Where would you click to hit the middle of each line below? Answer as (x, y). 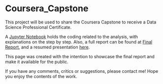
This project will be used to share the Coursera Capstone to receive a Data (81, 22)
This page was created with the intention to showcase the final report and (80, 56)
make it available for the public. (37, 62)
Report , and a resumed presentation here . (48, 47)
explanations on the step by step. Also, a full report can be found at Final (79, 42)
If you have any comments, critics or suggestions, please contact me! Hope (82, 71)
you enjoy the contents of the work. (41, 76)
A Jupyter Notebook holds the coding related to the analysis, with (72, 37)
